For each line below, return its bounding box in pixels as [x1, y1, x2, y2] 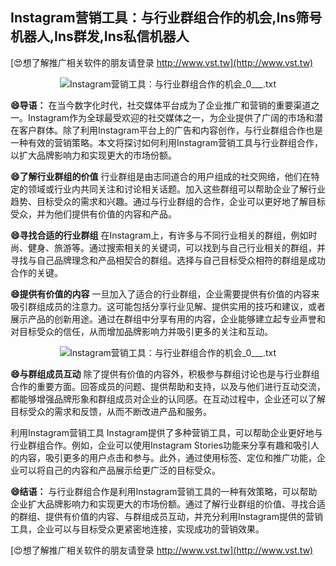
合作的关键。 [10, 266, 63, 278]
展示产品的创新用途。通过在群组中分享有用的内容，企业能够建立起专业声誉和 [10, 313, 326, 325]
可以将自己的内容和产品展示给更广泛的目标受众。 [18, 464, 221, 476]
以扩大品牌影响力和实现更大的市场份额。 [10, 149, 177, 161]
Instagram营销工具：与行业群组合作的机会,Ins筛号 [10, 9, 323, 27]
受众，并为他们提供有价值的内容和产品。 [10, 208, 177, 220]
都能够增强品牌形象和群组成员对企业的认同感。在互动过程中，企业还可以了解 [10, 393, 326, 405]
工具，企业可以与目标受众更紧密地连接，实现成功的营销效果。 [10, 523, 265, 535]
